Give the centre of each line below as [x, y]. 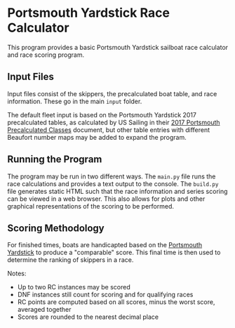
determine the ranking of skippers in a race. [70, 260]
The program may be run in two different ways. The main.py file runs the [112, 176]
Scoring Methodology [56, 228]
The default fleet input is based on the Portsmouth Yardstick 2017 [102, 114]
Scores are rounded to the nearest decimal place [88, 317]
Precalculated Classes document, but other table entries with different [109, 130]
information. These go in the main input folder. [75, 101]
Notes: [17, 274]
